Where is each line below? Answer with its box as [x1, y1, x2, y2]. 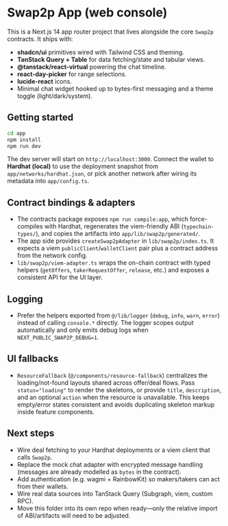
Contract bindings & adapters [7, 197, 136, 208]
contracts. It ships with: [7, 34, 73, 43]
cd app [7, 130, 26, 136]
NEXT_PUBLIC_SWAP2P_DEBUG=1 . [16, 333, 99, 341]
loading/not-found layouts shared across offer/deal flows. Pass [16, 379, 195, 387]
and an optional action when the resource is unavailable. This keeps [16, 393, 210, 401]
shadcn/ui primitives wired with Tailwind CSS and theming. [16, 48, 185, 56]
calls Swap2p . [16, 453, 53, 461]
